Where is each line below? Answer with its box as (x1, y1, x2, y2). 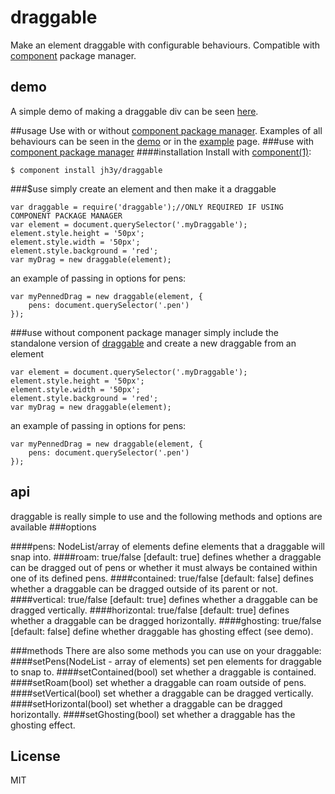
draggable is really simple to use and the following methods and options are (10, 510, 323, 522)
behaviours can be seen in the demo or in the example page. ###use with (10, 135, 315, 147)
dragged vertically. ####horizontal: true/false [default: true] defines (10, 604, 290, 616)
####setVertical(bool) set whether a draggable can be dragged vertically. (10, 687, 314, 699)
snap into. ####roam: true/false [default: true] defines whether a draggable (10, 551, 322, 563)
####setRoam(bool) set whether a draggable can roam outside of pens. (10, 676, 307, 688)
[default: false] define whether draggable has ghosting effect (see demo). (10, 625, 314, 637)
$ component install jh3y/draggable (10, 165, 163, 175)
